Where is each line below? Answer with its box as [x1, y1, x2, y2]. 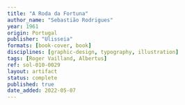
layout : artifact [7, 68, 58, 75]
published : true [7, 81, 54, 88]
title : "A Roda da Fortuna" [7, 10, 89, 17]
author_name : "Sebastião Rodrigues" [7, 17, 113, 23]
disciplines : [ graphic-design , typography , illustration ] [7, 49, 179, 56]
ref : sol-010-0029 [7, 61, 61, 68]
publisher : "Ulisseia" [7, 36, 73, 43]
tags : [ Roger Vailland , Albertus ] [7, 55, 108, 62]
